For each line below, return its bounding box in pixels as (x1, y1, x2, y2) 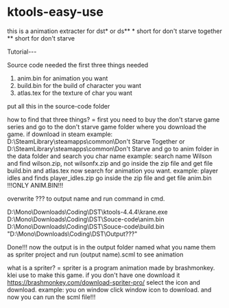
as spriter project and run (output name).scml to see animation (7, 250, 184, 258)
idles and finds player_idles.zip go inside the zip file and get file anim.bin (7, 173, 213, 182)
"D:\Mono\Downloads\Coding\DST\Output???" (7, 230, 138, 238)
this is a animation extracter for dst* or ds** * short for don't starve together (7, 27, 223, 35)
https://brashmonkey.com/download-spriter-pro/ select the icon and (7, 278, 201, 286)
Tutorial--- (7, 47, 37, 56)
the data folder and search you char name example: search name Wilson (7, 152, 213, 160)
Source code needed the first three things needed (7, 60, 149, 69)
